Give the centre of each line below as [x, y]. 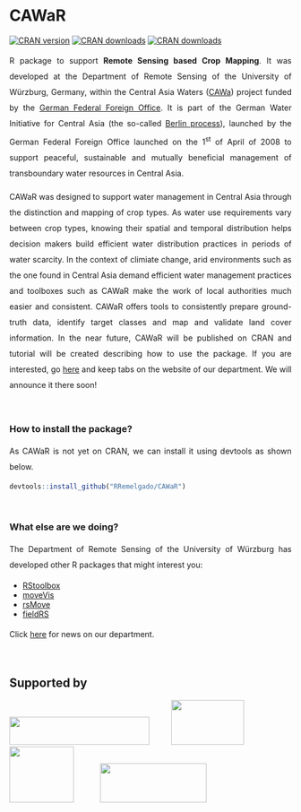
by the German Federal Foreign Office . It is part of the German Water [151, 108]
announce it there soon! [53, 384]
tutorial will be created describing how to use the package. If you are [150, 353]
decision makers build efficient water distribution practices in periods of [150, 244]
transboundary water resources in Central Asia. [97, 173]
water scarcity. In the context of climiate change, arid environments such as [150, 259]
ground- [276, 307]
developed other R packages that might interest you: [106, 565]
